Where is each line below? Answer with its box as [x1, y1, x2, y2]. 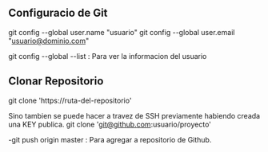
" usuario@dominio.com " [8, 36, 90, 45]
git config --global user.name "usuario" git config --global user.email [8, 27, 235, 37]
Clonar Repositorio [8, 75, 104, 88]
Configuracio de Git [8, 6, 108, 20]
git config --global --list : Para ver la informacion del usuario [8, 51, 207, 60]
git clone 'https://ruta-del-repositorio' [8, 95, 132, 105]
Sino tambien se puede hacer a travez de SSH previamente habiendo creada [8, 111, 261, 120]
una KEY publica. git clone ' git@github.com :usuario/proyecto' [8, 119, 212, 129]
